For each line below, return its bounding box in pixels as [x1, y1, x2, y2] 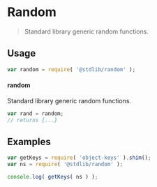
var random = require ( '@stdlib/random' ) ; [7, 66, 136, 73]
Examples [7, 135, 51, 147]
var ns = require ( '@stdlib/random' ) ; [7, 161, 124, 168]
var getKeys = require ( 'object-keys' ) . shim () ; [7, 154, 151, 161]
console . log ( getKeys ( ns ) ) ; [7, 174, 98, 181]
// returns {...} [7, 117, 58, 124]
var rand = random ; [7, 110, 64, 117]
